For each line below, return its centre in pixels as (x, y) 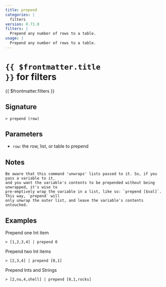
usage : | (14, 39)
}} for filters (31, 77)
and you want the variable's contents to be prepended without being (80, 183)
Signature (21, 107)
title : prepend (21, 10)
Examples (21, 220)
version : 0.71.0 (22, 24)
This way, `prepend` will (32, 196)
